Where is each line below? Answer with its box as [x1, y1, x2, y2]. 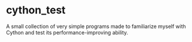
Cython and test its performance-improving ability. [6, 29, 129, 36]
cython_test [6, 3, 66, 17]
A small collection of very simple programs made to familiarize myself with [6, 23, 186, 30]
